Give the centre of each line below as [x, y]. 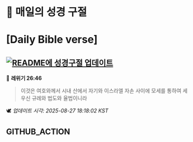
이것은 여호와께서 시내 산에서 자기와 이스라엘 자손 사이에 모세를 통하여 [101, 91]
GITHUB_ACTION [38, 132]
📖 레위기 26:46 [24, 78]
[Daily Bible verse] [52, 40]
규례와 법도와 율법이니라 [59, 98]
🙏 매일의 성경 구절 [47, 12]
